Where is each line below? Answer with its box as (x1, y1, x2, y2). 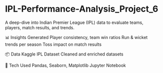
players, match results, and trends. (5, 24, 74, 30)
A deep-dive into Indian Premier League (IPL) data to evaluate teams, (5, 19, 144, 25)
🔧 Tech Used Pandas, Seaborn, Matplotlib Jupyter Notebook (5, 62, 126, 68)
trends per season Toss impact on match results (5, 41, 102, 47)
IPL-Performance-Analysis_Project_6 (5, 3, 159, 15)
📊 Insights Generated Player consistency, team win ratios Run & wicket (5, 34, 148, 40)
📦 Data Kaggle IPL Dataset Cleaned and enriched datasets (5, 51, 124, 57)
